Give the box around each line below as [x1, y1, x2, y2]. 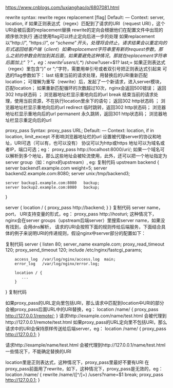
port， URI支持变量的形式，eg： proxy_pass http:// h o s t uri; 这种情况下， [5, 211, 157, 217]
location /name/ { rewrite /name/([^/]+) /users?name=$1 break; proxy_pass [5, 371, 163, 377]
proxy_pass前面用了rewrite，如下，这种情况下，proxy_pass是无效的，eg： [5, 365, 163, 372]
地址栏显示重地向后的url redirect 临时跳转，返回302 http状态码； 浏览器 [14, 104, 166, 110]
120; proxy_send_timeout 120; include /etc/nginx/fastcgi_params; [5, 247, 143, 253]
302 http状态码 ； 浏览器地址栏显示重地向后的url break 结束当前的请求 [5, 91, 154, 97]
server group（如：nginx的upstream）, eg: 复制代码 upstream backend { [5, 159, 160, 165]
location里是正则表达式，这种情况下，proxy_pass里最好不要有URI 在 [5, 359, 149, 365]
